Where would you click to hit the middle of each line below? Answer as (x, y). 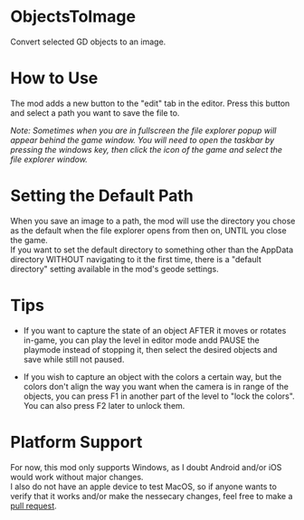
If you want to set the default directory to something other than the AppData (152, 250)
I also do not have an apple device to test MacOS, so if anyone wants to (143, 487)
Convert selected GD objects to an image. (88, 42)
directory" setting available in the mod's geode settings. (115, 269)
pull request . (33, 506)
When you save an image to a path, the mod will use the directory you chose (153, 221)
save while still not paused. (74, 359)
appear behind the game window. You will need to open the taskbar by (142, 140)
